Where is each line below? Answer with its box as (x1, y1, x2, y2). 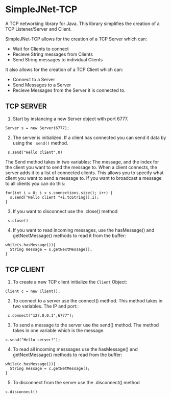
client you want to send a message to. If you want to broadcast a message (5, 175, 162, 181)
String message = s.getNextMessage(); (10, 247, 93, 252)
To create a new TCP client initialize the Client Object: (12, 278, 128, 285)
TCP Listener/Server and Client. (5, 26, 72, 32)
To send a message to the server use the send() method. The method (12, 322, 159, 328)
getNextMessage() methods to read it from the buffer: (12, 232, 126, 239)
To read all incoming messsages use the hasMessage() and (12, 346, 138, 352)
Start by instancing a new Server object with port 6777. (12, 115, 129, 122)
